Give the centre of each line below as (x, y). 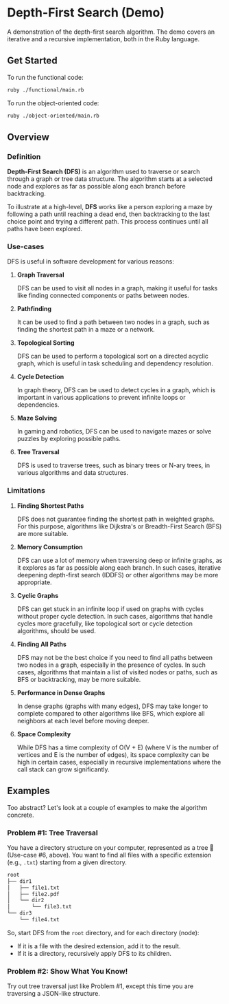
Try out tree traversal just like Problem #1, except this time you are (100, 986)
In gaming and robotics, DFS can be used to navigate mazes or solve (114, 431)
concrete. (21, 815)
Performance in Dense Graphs (61, 692)
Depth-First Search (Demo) (86, 13)
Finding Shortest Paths (50, 505)
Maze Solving (37, 418)
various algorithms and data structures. (73, 473)
